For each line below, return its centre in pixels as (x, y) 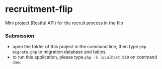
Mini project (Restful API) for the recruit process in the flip (64, 23)
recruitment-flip (39, 9)
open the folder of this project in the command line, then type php (79, 47)
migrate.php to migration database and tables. (59, 52)
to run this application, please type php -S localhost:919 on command (85, 57)
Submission (20, 36)
